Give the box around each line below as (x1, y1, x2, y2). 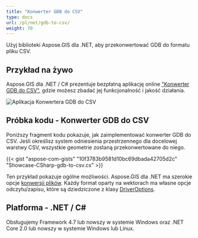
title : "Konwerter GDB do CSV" (6, 8, 83, 15)
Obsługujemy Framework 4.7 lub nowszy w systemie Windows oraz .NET (6, 218, 184, 226)
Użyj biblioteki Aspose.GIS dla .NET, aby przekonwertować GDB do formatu (6, 41, 190, 49)
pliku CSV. (6, 48, 31, 55)
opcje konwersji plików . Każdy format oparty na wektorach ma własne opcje (6, 179, 191, 186)
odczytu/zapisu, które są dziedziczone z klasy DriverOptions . (6, 185, 155, 192)
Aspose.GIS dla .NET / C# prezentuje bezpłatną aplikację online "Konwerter (6, 81, 190, 88)
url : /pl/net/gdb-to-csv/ (6, 20, 70, 25)
